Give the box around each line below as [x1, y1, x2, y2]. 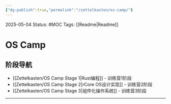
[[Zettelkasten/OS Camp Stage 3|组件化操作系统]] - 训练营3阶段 [12, 87, 147, 94]
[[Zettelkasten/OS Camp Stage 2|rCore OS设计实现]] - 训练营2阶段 [12, 81, 153, 87]
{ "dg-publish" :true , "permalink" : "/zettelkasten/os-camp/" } [5, 7, 133, 13]
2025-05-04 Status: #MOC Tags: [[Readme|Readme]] [5, 21, 119, 27]
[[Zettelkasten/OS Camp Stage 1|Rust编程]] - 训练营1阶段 [12, 75, 132, 81]
